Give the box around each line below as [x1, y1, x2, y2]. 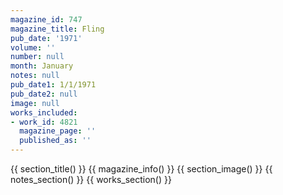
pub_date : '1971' [10, 33, 83, 43]
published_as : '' [19, 136, 92, 146]
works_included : [10, 107, 78, 118]
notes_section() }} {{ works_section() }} [10, 174, 172, 185]
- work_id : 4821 [10, 117, 78, 127]
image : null [10, 98, 60, 108]
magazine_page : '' [19, 126, 97, 136]
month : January [10, 61, 74, 71]
